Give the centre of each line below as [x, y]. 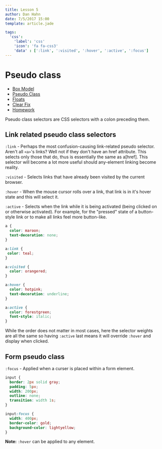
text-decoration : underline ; [39, 294]
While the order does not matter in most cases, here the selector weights [79, 331]
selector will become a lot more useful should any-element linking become [81, 162]
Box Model [23, 89]
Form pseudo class [35, 357]
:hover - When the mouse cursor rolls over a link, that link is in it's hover [78, 192]
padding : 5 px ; [24, 387]
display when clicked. [27, 341]
